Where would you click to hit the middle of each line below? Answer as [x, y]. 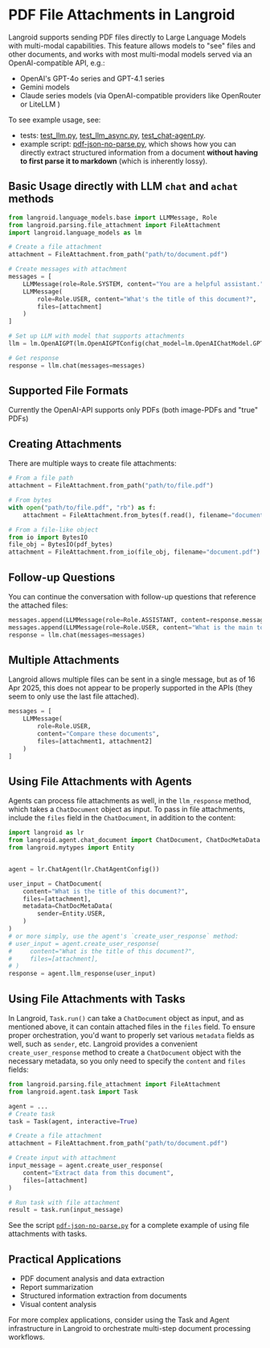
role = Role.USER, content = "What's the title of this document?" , [147, 299]
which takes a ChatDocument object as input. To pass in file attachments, [127, 809]
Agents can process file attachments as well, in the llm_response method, [130, 801]
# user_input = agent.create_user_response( [84, 944]
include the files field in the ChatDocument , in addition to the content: [122, 818]
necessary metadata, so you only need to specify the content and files [127, 1061]
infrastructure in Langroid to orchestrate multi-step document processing [130, 1329]
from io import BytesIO [48, 537]
